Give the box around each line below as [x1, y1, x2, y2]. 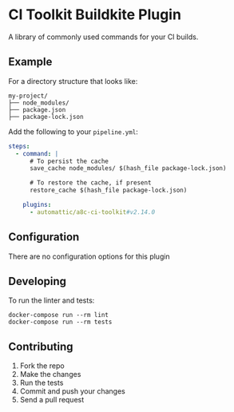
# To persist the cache [29, 157, 109, 165]
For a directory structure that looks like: [8, 76, 138, 85]
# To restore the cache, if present [29, 179, 152, 187]
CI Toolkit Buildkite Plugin [8, 6, 182, 24]
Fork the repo [19, 361, 65, 370]
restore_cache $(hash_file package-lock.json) [29, 186, 188, 195]
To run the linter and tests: [8, 295, 95, 305]
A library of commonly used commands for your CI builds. [8, 32, 199, 42]
